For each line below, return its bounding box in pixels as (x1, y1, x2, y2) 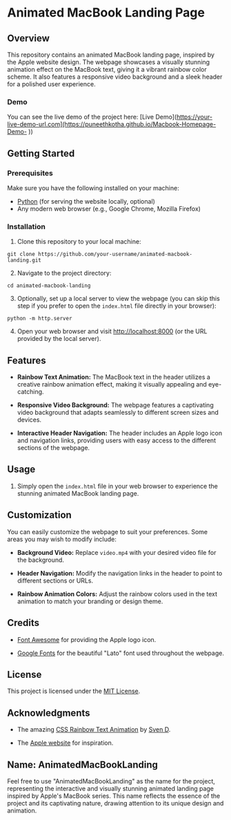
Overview (7, 32, 50, 44)
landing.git (7, 257, 41, 264)
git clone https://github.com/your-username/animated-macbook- (7, 251, 193, 258)
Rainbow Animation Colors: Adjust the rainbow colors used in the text (17, 589, 218, 598)
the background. (17, 556, 64, 564)
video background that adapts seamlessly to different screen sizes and (17, 409, 219, 417)
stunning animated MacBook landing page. (17, 489, 139, 498)
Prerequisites (7, 168, 53, 177)
